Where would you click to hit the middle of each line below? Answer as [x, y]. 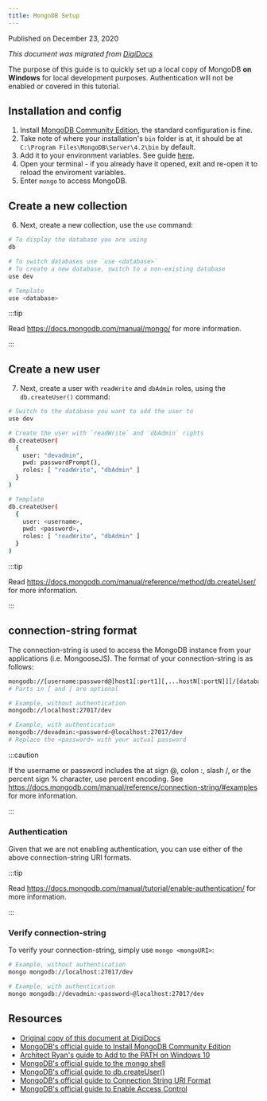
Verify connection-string [57, 933]
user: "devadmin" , [53, 455]
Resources [35, 1019]
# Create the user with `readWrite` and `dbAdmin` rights [106, 433]
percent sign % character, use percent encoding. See [96, 779]
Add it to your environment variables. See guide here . [107, 155]
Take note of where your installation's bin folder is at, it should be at [131, 139]
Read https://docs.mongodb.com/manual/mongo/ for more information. [125, 329]
